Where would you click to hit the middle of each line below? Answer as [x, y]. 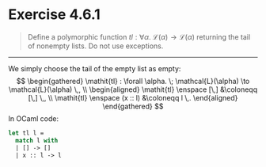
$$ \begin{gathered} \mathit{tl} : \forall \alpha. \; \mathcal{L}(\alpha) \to [133, 81]
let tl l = [26, 133]
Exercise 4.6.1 [54, 15]
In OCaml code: [34, 118]
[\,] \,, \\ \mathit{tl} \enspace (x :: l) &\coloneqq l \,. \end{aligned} [133, 97]
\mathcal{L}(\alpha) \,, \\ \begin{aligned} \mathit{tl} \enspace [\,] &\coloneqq [133, 89]
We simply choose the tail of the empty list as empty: [95, 68]
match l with [37, 140]
